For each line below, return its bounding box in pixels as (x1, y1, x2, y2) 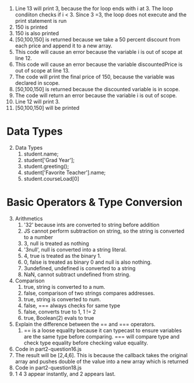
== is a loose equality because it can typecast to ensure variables (23, 327, 182, 334)
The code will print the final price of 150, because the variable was (15, 73, 175, 80)
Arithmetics (15, 215, 43, 222)
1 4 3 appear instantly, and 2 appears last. (15, 370, 116, 377)
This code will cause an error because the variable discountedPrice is (15, 61, 183, 68)
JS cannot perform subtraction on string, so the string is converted (23, 227, 185, 234)
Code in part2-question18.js (15, 364, 82, 371)
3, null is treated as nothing (23, 240, 89, 247)
